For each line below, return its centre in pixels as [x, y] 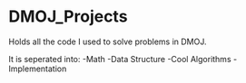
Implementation [38, 69]
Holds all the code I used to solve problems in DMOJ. [108, 41]
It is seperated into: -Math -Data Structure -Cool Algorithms [120, 59]
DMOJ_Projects [68, 17]
